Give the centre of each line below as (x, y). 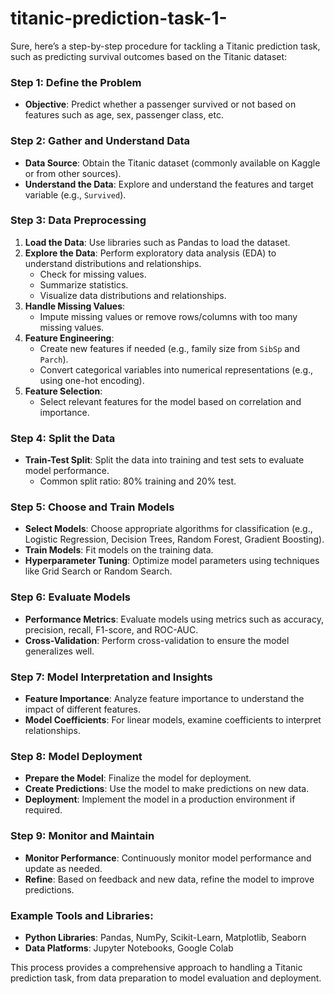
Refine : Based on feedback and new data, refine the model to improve (169, 879)
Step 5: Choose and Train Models (92, 507)
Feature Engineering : (69, 338)
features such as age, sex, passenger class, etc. (124, 115)
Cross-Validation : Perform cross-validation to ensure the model (157, 640)
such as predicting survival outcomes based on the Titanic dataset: (149, 56)
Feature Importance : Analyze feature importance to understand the (164, 699)
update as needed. (63, 868)
